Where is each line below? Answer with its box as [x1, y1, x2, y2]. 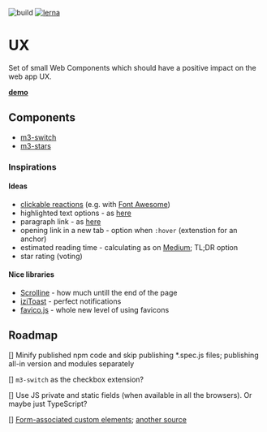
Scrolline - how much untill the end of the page [19, 288, 178, 298]
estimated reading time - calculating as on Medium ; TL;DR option [19, 242, 239, 252]
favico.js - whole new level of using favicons [19, 305, 170, 315]
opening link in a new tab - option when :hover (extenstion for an [19, 225, 238, 235]
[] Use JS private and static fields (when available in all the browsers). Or [8, 390, 252, 400]
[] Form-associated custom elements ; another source [8, 414, 187, 424]
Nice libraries [8, 270, 55, 279]
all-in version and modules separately [8, 358, 135, 369]
